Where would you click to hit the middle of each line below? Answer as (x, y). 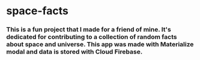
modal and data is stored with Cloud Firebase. (74, 52)
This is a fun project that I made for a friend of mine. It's (89, 30)
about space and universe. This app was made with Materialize (100, 45)
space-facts (38, 11)
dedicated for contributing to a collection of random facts (92, 37)
